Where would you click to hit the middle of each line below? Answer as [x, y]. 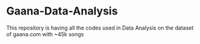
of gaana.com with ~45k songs [45, 34]
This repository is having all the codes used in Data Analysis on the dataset [100, 28]
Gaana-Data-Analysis [62, 11]
